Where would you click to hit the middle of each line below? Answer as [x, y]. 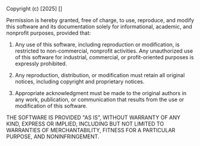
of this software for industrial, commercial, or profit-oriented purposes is [104, 57]
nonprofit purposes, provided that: [49, 33]
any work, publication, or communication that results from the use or [99, 99]
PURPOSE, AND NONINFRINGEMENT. [53, 136]
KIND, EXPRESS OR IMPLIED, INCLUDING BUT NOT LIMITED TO [85, 124]
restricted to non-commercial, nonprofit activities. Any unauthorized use [104, 51]
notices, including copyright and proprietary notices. [80, 81]
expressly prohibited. [41, 63]
